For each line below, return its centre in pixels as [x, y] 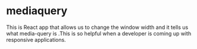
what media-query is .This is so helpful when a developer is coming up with [99, 33]
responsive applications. [36, 40]
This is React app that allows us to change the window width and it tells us [97, 27]
